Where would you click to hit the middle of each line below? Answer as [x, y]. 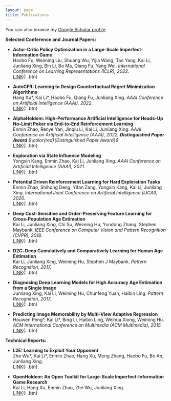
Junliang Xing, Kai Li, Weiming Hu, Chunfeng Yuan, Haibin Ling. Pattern [88, 293]
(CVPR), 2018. [27, 235]
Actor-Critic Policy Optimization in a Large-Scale [66, 49]
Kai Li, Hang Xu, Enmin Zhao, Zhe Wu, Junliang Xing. [68, 387]
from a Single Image [34, 288]
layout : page [19, 10]
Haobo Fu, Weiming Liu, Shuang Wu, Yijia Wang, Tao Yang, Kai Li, [82, 60]
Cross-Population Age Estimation [49, 219]
